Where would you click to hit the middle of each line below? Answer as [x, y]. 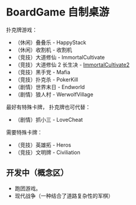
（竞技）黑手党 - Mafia [43, 72]
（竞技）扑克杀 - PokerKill [46, 79]
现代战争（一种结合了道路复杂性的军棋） [64, 195]
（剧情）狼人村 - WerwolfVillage [54, 94]
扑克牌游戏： [22, 30]
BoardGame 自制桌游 [58, 12]
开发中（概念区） [37, 173]
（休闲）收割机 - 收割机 [43, 50]
